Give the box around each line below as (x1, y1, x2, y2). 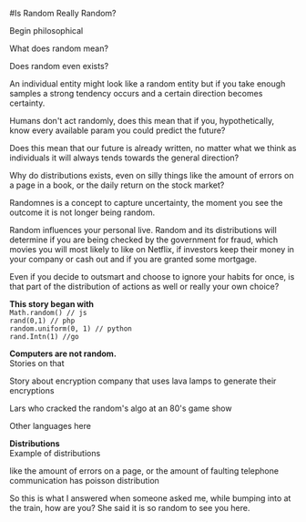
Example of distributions (9, 448, 101, 458)
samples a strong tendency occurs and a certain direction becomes (9, 88, 263, 98)
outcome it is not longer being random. (9, 207, 156, 218)
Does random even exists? (9, 61, 109, 71)
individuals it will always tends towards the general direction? (9, 152, 240, 163)
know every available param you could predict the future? (9, 125, 226, 136)
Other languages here (9, 421, 91, 431)
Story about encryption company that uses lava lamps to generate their (9, 375, 277, 386)
